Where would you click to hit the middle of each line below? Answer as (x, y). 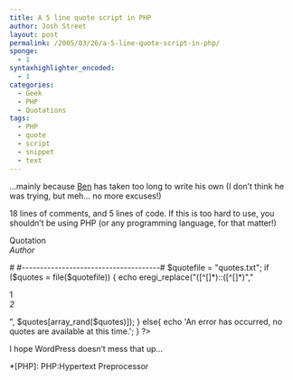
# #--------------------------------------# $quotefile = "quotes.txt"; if (139, 267)
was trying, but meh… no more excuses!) (85, 196)
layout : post (34, 34)
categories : (32, 85)
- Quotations (42, 110)
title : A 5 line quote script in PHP (80, 18)
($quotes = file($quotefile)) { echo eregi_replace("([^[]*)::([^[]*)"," (132, 277)
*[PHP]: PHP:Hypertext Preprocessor (79, 366)
